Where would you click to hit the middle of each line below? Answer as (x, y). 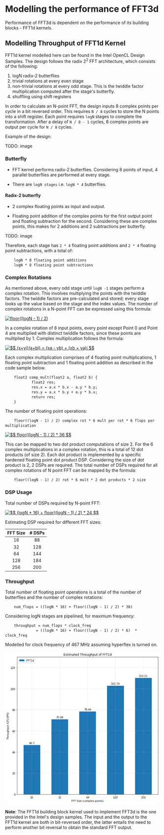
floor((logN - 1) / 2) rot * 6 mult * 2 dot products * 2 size (80, 480)
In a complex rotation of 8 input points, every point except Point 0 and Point (82, 328)
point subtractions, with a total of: (39, 250)
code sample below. (25, 368)
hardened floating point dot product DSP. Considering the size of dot (75, 460)
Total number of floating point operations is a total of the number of (73, 592)
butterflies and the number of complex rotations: (54, 597)
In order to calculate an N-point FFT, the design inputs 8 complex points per (82, 106)
